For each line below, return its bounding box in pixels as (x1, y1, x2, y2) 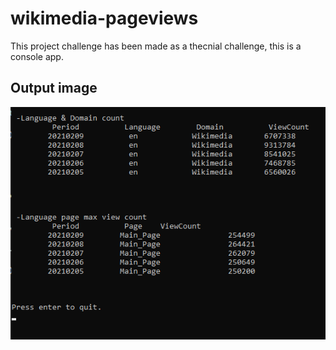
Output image (10, 80, 98, 97)
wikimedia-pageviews (10, 7, 199, 30)
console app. (10, 50, 64, 62)
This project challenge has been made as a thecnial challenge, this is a (10, 40, 302, 52)
